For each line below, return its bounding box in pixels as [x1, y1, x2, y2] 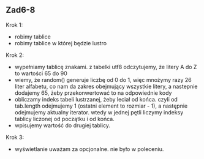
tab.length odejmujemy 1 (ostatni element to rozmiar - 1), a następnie [14, 102, 188, 109]
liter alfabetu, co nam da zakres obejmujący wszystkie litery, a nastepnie [14, 83, 198, 90]
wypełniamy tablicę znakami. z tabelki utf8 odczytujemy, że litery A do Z [14, 63, 197, 70]
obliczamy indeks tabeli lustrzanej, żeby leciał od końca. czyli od [14, 95, 178, 103]
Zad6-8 [6, 5, 36, 15]
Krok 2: [6, 51, 25, 59]
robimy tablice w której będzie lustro [14, 39, 107, 46]
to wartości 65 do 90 [14, 70, 68, 77]
